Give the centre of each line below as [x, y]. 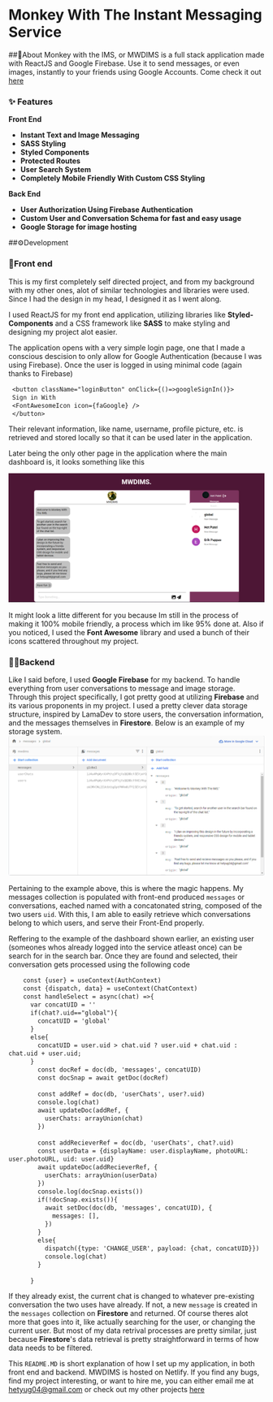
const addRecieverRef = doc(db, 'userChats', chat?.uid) [136, 1143]
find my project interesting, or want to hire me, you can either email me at [131, 1381]
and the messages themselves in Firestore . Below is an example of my [127, 723]
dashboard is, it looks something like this [76, 461]
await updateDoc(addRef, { [83, 1110]
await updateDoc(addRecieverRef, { [98, 1167]
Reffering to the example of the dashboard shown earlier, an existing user [131, 939]
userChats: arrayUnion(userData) [101, 1175]
